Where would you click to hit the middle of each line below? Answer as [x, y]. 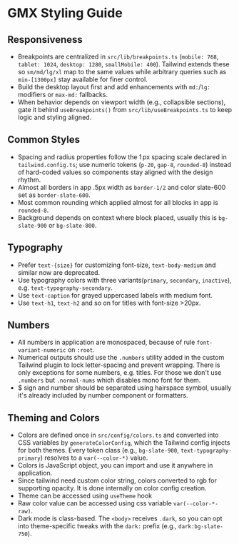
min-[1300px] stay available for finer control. [82, 79]
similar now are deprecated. [59, 272]
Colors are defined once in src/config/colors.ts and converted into [118, 435]
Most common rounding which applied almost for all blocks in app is [118, 202]
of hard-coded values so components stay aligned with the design [115, 172]
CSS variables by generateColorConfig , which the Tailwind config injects [124, 443]
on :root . [81, 350]
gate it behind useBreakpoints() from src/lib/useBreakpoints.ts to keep [125, 110]
